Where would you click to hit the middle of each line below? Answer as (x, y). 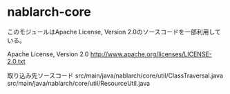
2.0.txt (16, 61)
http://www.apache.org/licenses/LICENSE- (151, 54)
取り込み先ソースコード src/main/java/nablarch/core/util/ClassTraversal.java (115, 75)
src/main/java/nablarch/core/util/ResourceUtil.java (79, 83)
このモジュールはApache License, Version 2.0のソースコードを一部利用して (114, 32)
